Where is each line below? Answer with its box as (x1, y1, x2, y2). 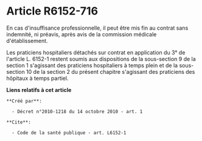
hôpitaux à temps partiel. (6, 74, 69, 82)
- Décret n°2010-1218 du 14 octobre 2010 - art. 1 (12, 108, 143, 114)
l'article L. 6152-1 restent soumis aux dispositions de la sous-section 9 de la (6, 55, 196, 62)
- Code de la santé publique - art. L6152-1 (12, 130, 127, 136)
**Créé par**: (6, 98, 43, 104)
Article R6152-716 (6, 4, 99, 18)
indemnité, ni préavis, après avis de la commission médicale (6, 30, 157, 38)
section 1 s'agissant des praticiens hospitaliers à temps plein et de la (6, 62, 178, 69)
